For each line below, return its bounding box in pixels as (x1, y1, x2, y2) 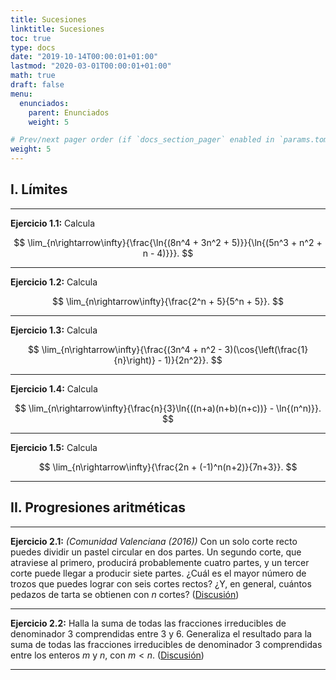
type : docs (10, 42, 56, 53)
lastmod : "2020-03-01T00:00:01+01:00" (10, 61, 172, 71)
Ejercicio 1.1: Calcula (10, 217, 96, 229)
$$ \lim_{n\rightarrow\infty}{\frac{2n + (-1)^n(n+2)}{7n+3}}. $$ (38, 461, 298, 473)
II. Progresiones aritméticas (10, 499, 186, 516)
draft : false (10, 80, 65, 90)
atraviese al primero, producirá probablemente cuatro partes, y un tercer (10, 556, 310, 568)
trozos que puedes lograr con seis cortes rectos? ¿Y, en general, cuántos (10, 577, 312, 590)
